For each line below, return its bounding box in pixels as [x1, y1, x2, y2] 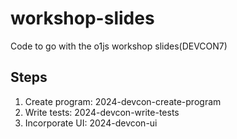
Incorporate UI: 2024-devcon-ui [24, 117, 158, 129]
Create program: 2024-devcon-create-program [24, 95, 222, 107]
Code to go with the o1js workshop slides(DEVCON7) [10, 40, 228, 52]
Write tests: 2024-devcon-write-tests [24, 106, 180, 118]
